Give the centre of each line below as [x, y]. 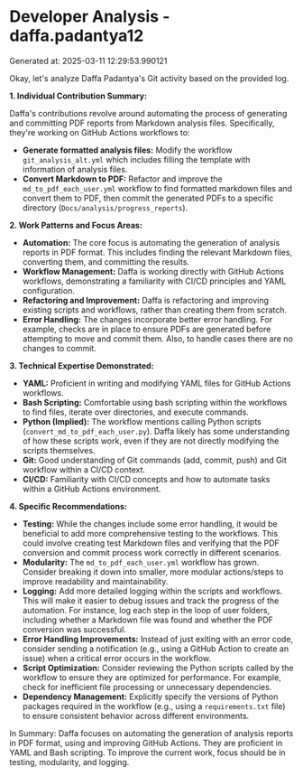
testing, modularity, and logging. [69, 762]
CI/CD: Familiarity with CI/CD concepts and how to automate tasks [146, 479]
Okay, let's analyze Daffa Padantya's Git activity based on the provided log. [149, 78]
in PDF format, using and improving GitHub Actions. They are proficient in [146, 743]
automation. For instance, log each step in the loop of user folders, [146, 610]
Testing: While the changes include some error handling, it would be [150, 524]
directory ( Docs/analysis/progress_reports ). [105, 207]
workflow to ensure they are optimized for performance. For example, [151, 677]
